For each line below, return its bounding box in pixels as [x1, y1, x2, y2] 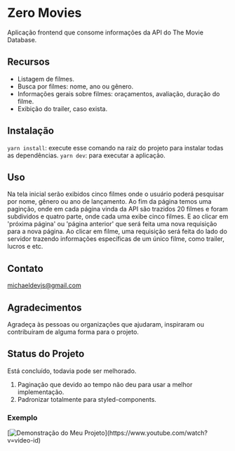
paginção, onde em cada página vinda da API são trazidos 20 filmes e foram [7, 205, 228, 214]
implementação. [17, 388, 65, 396]
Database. [7, 35, 37, 44]
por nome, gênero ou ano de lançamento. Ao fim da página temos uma [7, 197, 212, 206]
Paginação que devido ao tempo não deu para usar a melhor [17, 380, 193, 388]
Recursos [7, 56, 51, 68]
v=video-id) [7, 436, 41, 445]
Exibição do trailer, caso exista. [17, 104, 107, 113]
